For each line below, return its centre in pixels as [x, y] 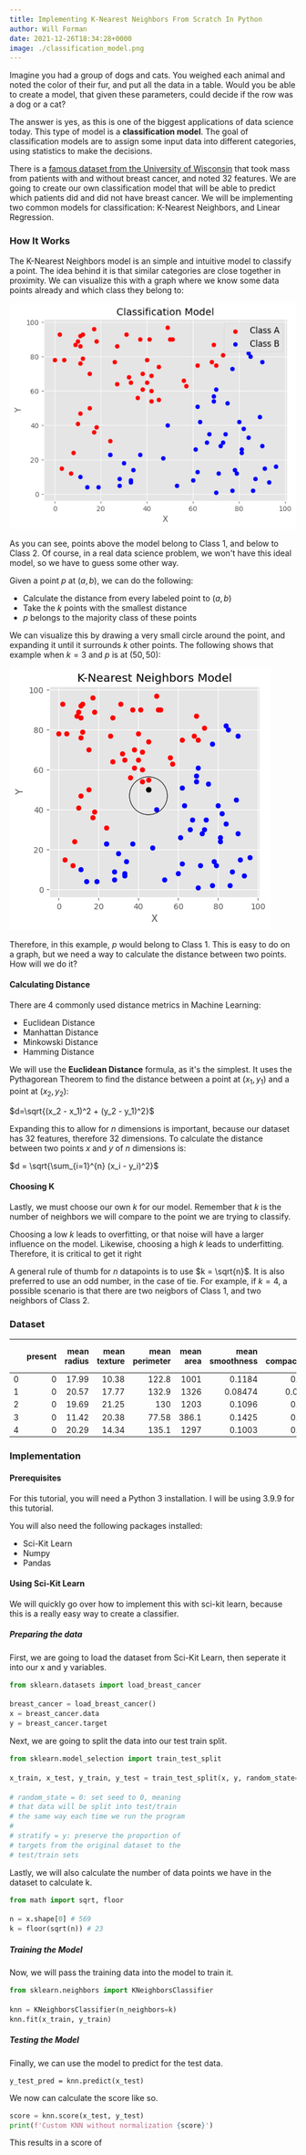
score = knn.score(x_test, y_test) [77, 2116]
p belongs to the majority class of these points [110, 617]
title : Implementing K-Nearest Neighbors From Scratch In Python [136, 19]
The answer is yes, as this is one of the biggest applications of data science [152, 122]
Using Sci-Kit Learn [47, 1584]
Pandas [37, 1563]
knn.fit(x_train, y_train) [61, 2019]
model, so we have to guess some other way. [94, 562]
